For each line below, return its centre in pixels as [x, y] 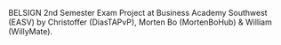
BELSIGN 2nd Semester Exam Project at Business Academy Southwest [138, 13]
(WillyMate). [31, 31]
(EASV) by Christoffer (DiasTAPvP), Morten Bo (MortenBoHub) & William [140, 22]
